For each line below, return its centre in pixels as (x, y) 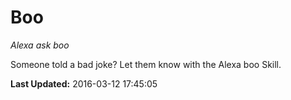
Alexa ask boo (40, 45)
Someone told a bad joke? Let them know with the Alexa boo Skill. (146, 64)
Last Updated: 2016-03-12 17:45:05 (84, 83)
